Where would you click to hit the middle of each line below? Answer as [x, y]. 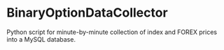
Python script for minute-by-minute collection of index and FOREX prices [112, 32]
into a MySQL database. [41, 39]
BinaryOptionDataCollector [87, 13]
